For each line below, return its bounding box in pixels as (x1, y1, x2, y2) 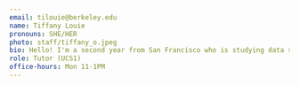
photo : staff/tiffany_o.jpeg (9, 37, 117, 47)
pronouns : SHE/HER (9, 29, 77, 38)
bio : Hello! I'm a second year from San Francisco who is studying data (9, 46, 285, 55)
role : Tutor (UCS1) (9, 54, 82, 63)
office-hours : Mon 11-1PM (9, 63, 105, 72)
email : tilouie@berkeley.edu (9, 12, 117, 22)
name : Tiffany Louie (9, 21, 86, 30)
